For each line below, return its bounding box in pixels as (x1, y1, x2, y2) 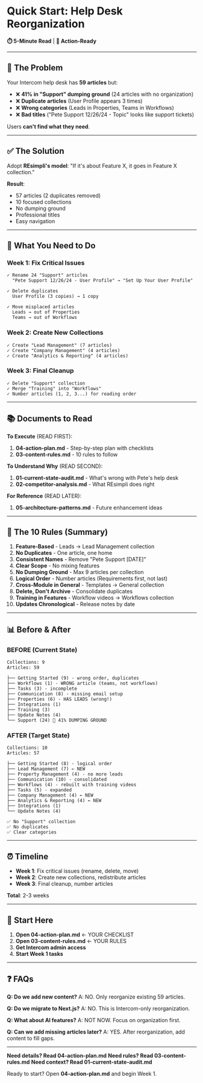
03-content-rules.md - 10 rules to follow (15, 450, 118, 458)
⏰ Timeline (7, 851, 49, 862)
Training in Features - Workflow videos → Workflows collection (15, 594, 174, 601)
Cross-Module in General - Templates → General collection (15, 581, 164, 589)
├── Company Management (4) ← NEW (7, 792, 94, 798)
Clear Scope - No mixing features (15, 562, 100, 569)
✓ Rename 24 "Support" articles (7, 273, 88, 279)
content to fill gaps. (7, 1034, 55, 1041)
